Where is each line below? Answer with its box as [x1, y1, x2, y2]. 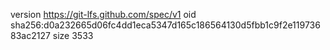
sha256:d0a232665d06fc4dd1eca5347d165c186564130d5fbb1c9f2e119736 [10, 19, 321, 31]
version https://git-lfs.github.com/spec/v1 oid [10, 9, 197, 20]
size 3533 [52, 30, 94, 41]
